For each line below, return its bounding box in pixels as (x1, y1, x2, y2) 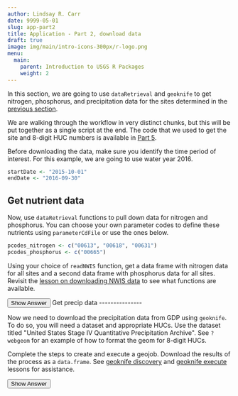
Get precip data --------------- (52, 298, 142, 307)
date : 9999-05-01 (7, 17, 59, 24)
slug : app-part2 (7, 23, 55, 31)
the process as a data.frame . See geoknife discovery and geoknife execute (7, 357, 227, 365)
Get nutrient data (7, 194, 85, 207)
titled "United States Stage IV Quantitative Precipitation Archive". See (7, 328, 210, 337)
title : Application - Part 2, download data (7, 30, 141, 38)
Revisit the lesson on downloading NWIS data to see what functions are (7, 276, 217, 285)
